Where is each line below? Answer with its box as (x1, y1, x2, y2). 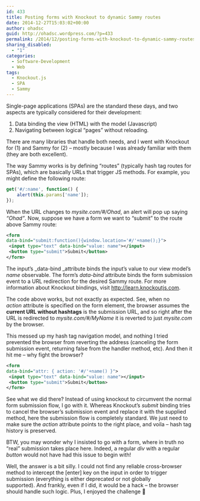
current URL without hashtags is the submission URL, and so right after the (6, 308, 192, 315)
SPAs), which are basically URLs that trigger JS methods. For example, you (6, 168, 190, 175)
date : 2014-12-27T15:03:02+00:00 (6, 20, 89, 26)
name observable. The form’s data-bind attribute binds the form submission (6, 271, 193, 278)
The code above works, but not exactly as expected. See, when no (6, 295, 170, 303)
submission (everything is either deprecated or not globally (6, 475, 151, 483)
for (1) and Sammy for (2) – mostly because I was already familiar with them (6, 144, 192, 152)
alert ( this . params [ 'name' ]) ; (17, 191, 89, 198)
